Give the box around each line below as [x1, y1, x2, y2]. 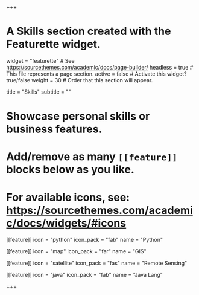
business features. [6, 122, 103, 136]
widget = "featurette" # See [6, 57, 75, 64]
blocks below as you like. [6, 163, 134, 177]
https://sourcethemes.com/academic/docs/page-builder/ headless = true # [6, 63, 194, 71]
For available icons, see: [6, 190, 130, 204]
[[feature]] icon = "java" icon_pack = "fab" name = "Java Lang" [6, 271, 163, 279]
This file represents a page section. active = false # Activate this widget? [6, 70, 187, 77]
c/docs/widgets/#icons [6, 216, 127, 230]
